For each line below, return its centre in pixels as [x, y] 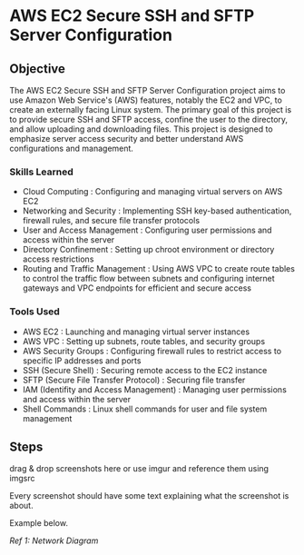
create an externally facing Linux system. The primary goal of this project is [151, 109]
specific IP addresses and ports [82, 361]
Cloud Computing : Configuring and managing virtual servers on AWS [152, 192]
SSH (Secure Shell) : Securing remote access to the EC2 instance [145, 370]
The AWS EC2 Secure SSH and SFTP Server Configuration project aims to [147, 90]
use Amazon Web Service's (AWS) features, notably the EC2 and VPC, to [146, 100]
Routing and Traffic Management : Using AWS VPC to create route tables [158, 269]
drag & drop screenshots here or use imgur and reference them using [139, 469]
